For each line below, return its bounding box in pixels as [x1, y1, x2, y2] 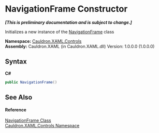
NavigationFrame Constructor [5, 3, 128, 15]
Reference [5, 107, 27, 113]
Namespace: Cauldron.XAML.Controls [5, 38, 82, 44]
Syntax [5, 57, 27, 66]
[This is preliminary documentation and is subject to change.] [5, 19, 132, 25]
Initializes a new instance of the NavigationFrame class [5, 29, 115, 34]
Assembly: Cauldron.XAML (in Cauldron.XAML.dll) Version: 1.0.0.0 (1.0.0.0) [5, 43, 155, 49]
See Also [5, 93, 32, 101]
